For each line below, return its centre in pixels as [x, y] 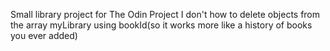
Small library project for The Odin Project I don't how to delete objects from [165, 14]
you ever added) [44, 35]
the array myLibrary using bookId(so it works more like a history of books [161, 25]
